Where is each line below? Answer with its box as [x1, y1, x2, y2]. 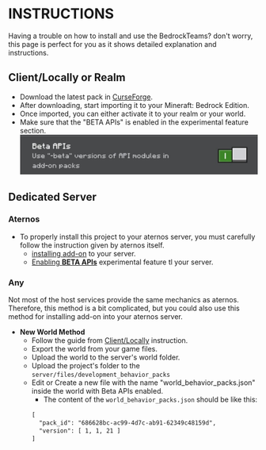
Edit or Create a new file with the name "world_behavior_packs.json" [31, 378, 256, 387]
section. [19, 125, 47, 135]
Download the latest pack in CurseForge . [19, 92, 153, 102]
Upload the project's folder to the [31, 361, 140, 371]
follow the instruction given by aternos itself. [19, 240, 165, 250]
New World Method [19, 327, 85, 337]
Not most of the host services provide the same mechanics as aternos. [8, 295, 239, 305]
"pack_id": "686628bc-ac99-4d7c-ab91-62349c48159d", [38, 419, 216, 427]
